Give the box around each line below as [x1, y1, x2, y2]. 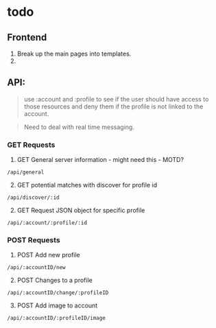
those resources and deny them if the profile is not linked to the [23, 102, 204, 110]
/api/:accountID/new [7, 264, 67, 271]
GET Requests [7, 140, 56, 150]
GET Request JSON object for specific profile [16, 207, 145, 215]
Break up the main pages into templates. [16, 49, 132, 58]
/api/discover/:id [7, 194, 60, 201]
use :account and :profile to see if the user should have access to [23, 95, 209, 103]
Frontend [7, 32, 47, 43]
